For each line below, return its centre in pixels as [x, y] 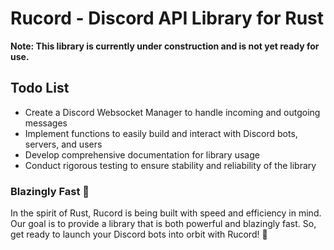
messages [46, 123]
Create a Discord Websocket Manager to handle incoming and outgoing [172, 112]
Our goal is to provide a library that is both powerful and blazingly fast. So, [163, 224]
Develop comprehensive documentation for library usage [142, 154]
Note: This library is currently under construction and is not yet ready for [165, 46]
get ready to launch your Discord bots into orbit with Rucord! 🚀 [139, 234]
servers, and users [63, 144]
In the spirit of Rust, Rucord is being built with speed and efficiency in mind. [166, 213]
